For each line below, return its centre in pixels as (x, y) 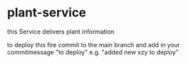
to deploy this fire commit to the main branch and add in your (93, 45)
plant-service (47, 13)
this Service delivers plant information (61, 32)
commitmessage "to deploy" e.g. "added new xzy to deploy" (93, 52)
